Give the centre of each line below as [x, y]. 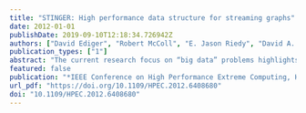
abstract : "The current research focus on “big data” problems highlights [154, 60]
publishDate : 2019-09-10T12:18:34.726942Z [91, 35]
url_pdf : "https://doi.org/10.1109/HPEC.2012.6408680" [116, 86]
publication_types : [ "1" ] [58, 52]
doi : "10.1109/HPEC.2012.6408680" [75, 94]
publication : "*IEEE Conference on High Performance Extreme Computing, [150, 77]
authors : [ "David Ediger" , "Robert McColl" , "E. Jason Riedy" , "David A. [153, 43]
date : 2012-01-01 [42, 26]
